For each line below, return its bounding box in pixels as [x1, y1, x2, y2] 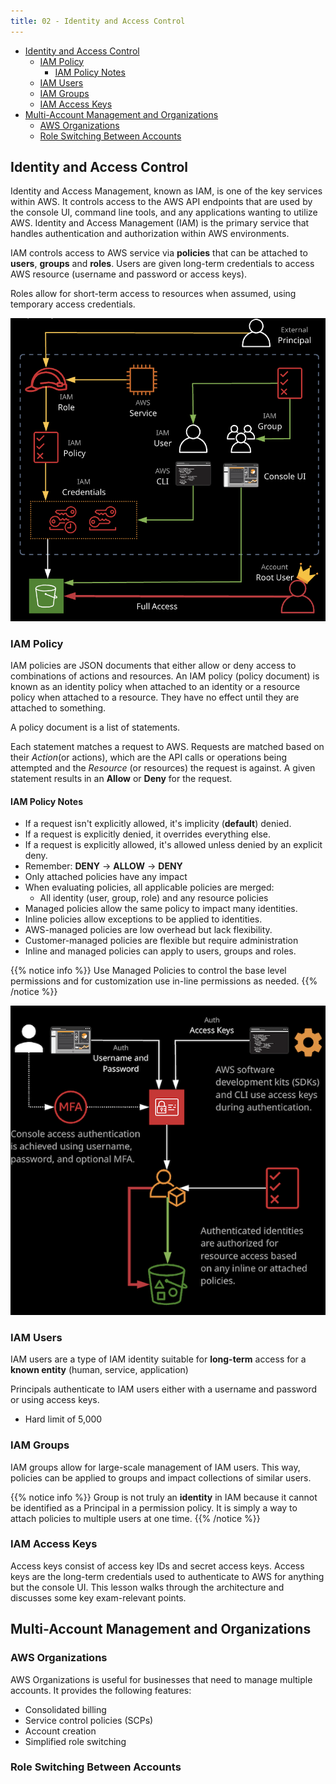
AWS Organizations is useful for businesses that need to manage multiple [10, 1673, 313, 1685]
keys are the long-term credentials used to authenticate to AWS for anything [10, 1570, 325, 1582]
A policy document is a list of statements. [10, 721, 181, 734]
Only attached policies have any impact [24, 871, 188, 883]
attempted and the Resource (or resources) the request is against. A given [10, 762, 316, 774]
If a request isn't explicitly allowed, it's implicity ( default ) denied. [24, 818, 292, 830]
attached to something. [10, 702, 107, 714]
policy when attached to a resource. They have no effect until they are [10, 691, 300, 704]
